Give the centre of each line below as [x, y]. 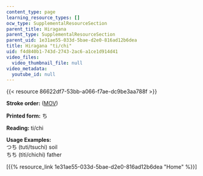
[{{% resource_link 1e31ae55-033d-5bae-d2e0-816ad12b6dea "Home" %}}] [102, 167]
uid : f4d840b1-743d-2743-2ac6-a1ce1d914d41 [62, 52]
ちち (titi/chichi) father [34, 155]
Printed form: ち [27, 116]
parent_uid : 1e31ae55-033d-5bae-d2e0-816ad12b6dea [72, 40]
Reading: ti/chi [25, 128]
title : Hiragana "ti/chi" [39, 46]
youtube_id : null [34, 74]
